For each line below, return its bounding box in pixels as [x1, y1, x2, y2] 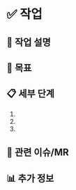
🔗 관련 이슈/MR [6, 147, 69, 159]
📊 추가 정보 [6, 172, 54, 184]
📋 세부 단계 [6, 88, 55, 100]
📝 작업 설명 [6, 36, 52, 48]
